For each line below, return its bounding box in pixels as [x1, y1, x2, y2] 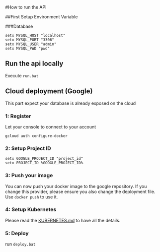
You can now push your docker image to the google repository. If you [5, 183, 147, 189]
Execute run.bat [5, 72, 39, 78]
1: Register [5, 113, 31, 120]
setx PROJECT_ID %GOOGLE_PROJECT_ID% [5, 161, 83, 166]
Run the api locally [5, 60, 64, 68]
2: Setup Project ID [5, 145, 51, 152]
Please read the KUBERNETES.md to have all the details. [5, 217, 121, 223]
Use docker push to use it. [5, 193, 58, 200]
